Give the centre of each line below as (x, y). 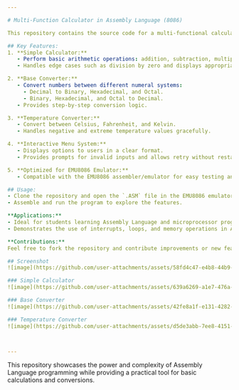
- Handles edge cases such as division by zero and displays (109, 66)
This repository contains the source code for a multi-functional (108, 33)
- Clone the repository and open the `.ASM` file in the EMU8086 (106, 196)
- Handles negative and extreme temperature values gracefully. (114, 131)
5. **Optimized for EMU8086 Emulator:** (68, 170)
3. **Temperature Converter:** (54, 118)
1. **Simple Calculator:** (47, 53)
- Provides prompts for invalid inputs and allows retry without (116, 157)
